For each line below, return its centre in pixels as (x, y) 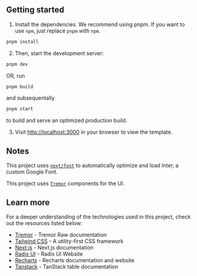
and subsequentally (31, 98)
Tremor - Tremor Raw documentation (61, 235)
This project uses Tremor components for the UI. (65, 184)
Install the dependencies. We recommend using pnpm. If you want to (100, 24)
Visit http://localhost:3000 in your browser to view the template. (93, 132)
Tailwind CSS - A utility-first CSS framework (69, 241)
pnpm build (20, 86)
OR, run (16, 76)
